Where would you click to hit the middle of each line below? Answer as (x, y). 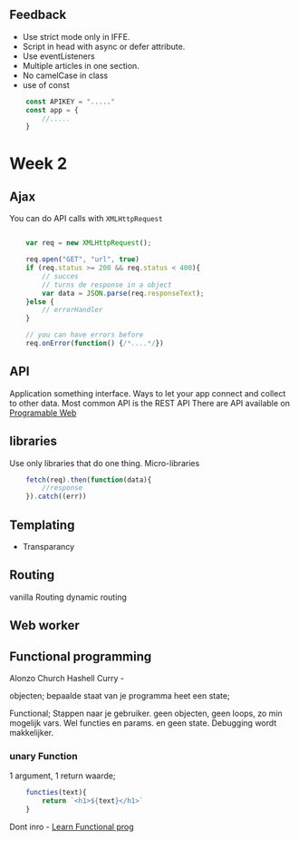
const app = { (52, 110)
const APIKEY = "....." (71, 102)
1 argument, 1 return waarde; (63, 776)
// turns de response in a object (107, 285)
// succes (60, 276)
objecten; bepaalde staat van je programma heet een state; (120, 696)
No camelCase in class (65, 75)
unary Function (44, 756)
